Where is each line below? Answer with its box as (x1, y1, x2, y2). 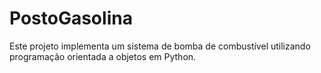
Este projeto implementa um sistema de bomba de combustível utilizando (9, 40, 311, 52)
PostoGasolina (9, 7, 133, 30)
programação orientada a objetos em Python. (9, 50, 197, 62)
